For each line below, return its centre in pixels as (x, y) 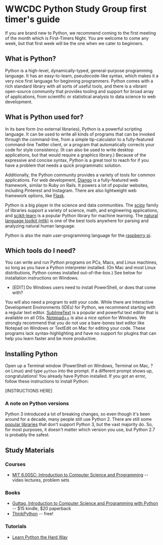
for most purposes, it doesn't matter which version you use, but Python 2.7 (80, 430)
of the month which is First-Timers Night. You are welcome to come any (77, 38)
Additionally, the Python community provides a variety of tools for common (80, 175)
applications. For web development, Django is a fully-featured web (72, 180)
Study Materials (30, 450)
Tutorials (16, 526)
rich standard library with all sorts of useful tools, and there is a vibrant (76, 86)
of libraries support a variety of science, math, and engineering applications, (82, 210)
